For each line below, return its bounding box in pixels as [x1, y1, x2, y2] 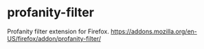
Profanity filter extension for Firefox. [7, 27, 110, 35]
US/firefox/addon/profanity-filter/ [7, 34, 102, 42]
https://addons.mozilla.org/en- [111, 27, 198, 35]
